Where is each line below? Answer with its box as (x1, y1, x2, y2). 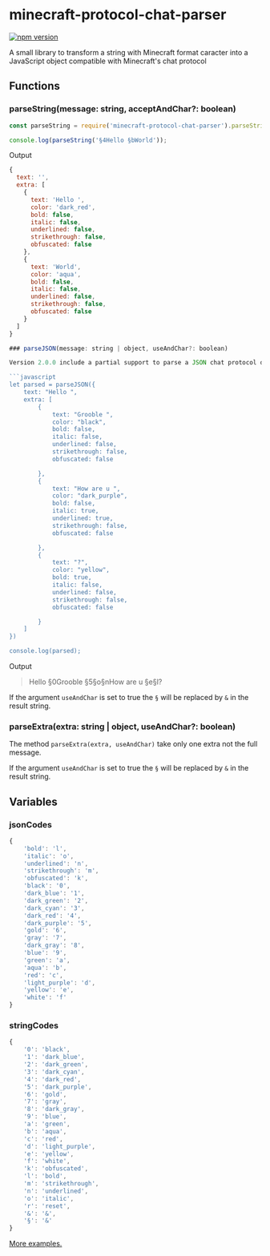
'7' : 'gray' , (23, 1097, 67, 1106)
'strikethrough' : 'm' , (23, 867, 99, 875)
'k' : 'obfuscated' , (23, 1165, 89, 1173)
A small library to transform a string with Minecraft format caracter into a (9, 47, 248, 57)
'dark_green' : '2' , (23, 896, 89, 904)
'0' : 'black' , (23, 1045, 71, 1054)
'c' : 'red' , (23, 1135, 63, 1143)
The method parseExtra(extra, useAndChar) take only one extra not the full (9, 739, 258, 749)
